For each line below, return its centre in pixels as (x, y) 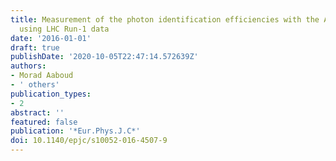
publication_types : (51, 94)
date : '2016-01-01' (51, 38)
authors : (28, 66)
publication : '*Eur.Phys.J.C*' (75, 131)
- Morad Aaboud (42, 76)
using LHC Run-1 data (64, 29)
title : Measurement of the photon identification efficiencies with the (165, 19)
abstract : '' (37, 112)
